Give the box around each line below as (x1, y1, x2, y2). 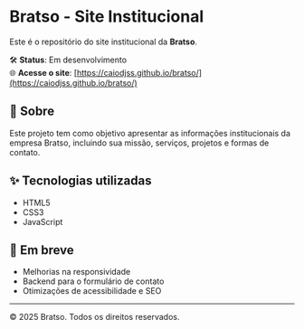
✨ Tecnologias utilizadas (9, 174, 152, 189)
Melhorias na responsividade (22, 267, 131, 277)
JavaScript (22, 216, 63, 227)
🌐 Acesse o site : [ (9, 67, 78, 78)
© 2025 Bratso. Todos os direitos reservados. (9, 312, 180, 323)
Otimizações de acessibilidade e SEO (22, 286, 162, 296)
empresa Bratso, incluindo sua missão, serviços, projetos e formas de (9, 137, 270, 148)
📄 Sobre (9, 104, 55, 119)
